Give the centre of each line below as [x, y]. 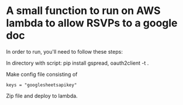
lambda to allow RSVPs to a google [92, 23]
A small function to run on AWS [83, 11]
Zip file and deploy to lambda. [42, 96]
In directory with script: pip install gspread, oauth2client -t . [77, 63]
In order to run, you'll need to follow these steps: [64, 51]
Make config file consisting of [42, 74]
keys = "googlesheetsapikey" [42, 85]
